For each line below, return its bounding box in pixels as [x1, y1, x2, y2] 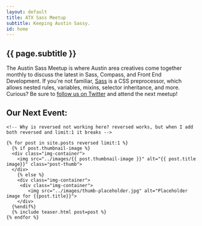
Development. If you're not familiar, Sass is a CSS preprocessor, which [6, 77, 182, 85]
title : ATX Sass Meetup [6, 15, 67, 21]
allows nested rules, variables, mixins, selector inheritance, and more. [6, 84, 180, 91]
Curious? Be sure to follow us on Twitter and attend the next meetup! [6, 91, 178, 98]
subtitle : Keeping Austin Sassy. [6, 20, 91, 26]
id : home [6, 26, 28, 32]
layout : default [6, 9, 47, 15]
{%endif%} [11, 204, 36, 210]
